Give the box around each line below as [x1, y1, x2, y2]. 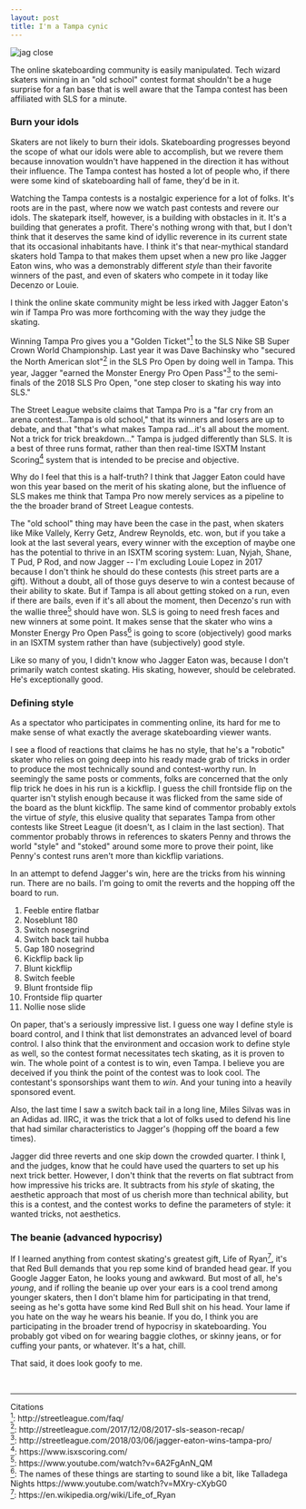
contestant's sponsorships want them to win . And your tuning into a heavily [10, 1077, 292, 1088]
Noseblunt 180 [23, 914, 78, 926]
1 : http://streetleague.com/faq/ [10, 1411, 124, 1424]
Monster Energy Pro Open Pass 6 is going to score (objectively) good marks [10, 626, 292, 638]
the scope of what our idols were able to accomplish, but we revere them [10, 146, 284, 157]
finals [10, 377, 31, 388]
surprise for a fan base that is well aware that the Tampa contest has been [10, 84, 289, 94]
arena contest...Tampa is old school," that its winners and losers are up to [10, 414, 285, 425]
